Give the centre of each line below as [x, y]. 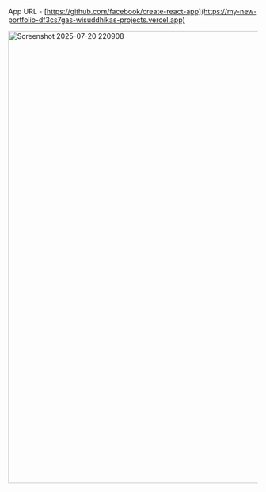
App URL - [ [28, 11]
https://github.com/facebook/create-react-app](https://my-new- [152, 11]
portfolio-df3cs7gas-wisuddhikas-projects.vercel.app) [97, 20]
